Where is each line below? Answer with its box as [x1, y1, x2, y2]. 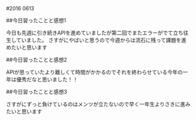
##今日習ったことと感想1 [6, 17, 66, 24]
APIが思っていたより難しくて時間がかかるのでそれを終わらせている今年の [6, 69, 183, 75]
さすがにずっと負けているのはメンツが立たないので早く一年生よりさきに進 [6, 101, 185, 107]
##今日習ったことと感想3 [6, 89, 67, 95]
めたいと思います [6, 44, 47, 51]
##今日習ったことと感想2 [6, 57, 67, 63]
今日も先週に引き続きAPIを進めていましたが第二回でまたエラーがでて [6, 29, 174, 36]
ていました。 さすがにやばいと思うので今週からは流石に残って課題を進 [16, 37, 187, 43]
